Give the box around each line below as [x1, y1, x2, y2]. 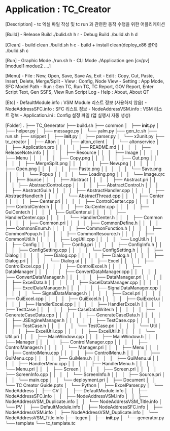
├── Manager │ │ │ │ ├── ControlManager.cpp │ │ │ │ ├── [5, 339, 148, 345]
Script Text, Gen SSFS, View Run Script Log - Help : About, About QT [5, 89, 150, 95]
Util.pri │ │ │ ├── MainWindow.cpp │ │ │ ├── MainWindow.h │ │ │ [5, 333, 158, 339]
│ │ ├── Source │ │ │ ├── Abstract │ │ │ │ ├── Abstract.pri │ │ [5, 176, 156, 182]
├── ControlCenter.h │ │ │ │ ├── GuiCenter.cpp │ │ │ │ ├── [5, 203, 149, 209]
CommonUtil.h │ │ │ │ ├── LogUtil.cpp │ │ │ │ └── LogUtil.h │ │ [5, 236, 157, 242]
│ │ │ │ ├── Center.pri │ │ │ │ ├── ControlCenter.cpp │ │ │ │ [5, 198, 156, 204]
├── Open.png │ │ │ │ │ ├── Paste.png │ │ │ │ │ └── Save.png [5, 166, 162, 172]
